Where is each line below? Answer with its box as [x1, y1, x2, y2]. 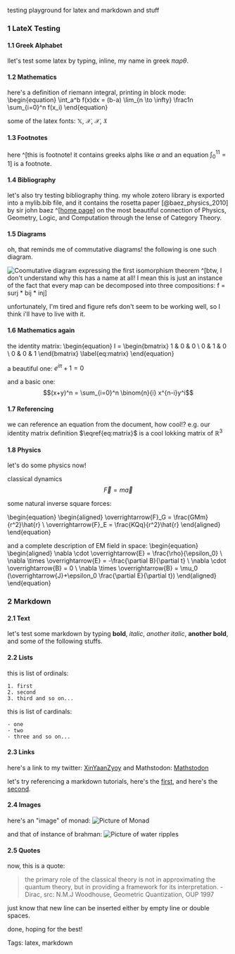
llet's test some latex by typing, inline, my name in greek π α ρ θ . [7, 56, 189, 65]
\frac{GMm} [173, 513, 209, 521]
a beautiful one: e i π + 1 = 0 [7, 362, 84, 372]
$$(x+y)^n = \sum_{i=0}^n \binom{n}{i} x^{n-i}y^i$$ [43, 388, 193, 397]
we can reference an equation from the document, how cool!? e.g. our [7, 420, 210, 428]
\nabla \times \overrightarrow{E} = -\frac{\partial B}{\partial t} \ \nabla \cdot [7, 556, 227, 565]
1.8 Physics [7, 445, 42, 454]
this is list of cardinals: [7, 707, 72, 715]
